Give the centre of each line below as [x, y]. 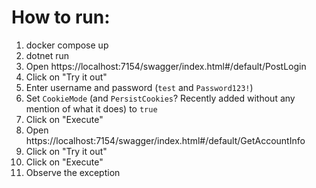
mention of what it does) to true [91, 108]
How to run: [61, 17]
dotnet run [47, 55]
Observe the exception [73, 172]
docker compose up [67, 45]
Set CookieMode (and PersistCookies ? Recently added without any [160, 98]
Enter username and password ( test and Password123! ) [139, 87]
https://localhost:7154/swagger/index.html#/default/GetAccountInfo [165, 140]
